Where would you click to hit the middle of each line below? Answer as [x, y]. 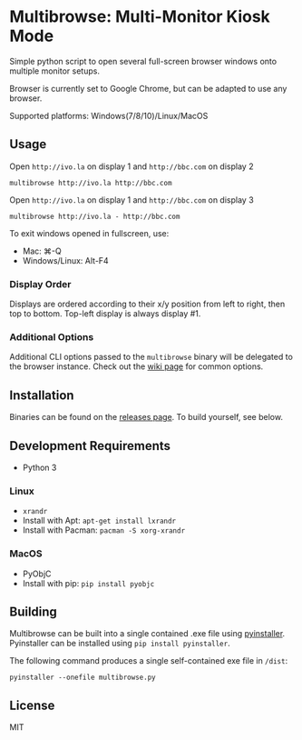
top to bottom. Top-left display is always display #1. [105, 314]
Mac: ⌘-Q [42, 251]
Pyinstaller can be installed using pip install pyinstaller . [120, 644]
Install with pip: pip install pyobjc [88, 583]
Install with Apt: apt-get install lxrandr [99, 521]
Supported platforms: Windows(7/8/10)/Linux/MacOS [109, 115]
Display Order [40, 284]
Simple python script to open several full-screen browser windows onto [143, 61]
